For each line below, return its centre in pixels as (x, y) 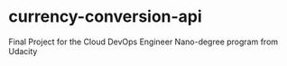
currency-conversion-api (105, 17)
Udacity (23, 51)
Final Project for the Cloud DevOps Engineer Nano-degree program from (143, 42)
